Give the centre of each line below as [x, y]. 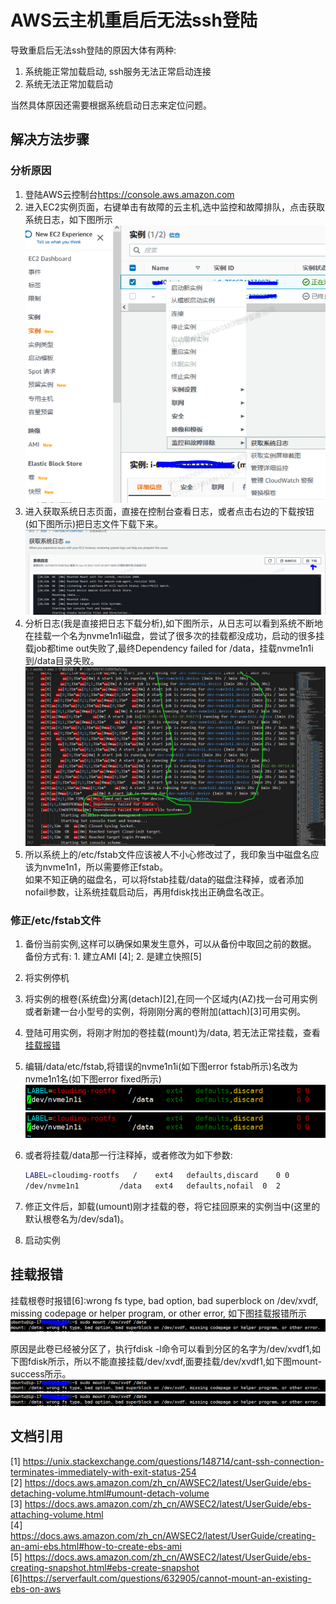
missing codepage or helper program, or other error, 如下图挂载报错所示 [159, 1313]
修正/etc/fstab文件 [56, 920]
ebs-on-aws [36, 1588]
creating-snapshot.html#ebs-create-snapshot [105, 1567]
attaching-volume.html [57, 1514]
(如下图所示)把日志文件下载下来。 [94, 523]
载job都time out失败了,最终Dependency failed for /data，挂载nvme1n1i [169, 648]
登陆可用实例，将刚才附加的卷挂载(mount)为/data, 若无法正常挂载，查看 [172, 1033]
